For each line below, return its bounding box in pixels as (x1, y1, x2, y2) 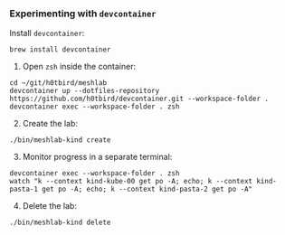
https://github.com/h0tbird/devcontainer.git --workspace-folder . (9, 94, 270, 104)
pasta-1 (9, 184, 39, 194)
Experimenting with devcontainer (9, 7, 157, 20)
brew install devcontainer (9, 45, 111, 54)
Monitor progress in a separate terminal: (22, 152, 173, 163)
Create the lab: (22, 118, 79, 129)
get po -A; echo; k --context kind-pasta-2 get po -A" (42, 184, 253, 194)
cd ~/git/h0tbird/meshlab (9, 79, 107, 88)
